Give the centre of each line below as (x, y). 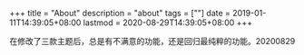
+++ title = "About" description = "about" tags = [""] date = (120, 13)
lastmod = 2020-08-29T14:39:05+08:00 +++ (168, 23)
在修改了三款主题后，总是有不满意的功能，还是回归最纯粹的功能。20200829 (152, 41)
